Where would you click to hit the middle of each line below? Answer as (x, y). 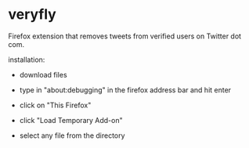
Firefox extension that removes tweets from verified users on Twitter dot (125, 36)
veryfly (32, 14)
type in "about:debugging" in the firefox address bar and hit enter (125, 90)
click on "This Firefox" (55, 105)
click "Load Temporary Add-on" (71, 120)
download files (43, 74)
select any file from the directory (72, 135)
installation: (27, 60)
